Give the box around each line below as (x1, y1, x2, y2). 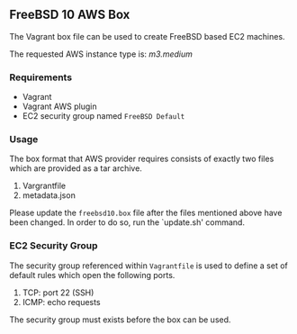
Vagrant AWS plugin (22, 101, 97, 112)
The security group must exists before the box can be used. (9, 314, 231, 325)
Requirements (9, 71, 73, 84)
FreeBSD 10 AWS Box (9, 7, 130, 23)
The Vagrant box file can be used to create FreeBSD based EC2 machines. (9, 31, 285, 41)
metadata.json (22, 190, 76, 201)
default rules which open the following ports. (9, 269, 175, 280)
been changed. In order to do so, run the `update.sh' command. (9, 217, 246, 228)
